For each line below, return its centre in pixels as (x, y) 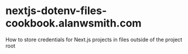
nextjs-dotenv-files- (56, 11)
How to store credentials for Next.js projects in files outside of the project (94, 39)
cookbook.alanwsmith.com (74, 23)
